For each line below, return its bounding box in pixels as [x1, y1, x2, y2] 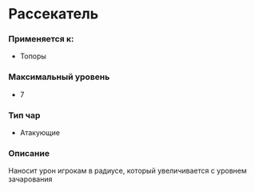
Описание [8, 148, 50, 158]
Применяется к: [8, 34, 74, 45]
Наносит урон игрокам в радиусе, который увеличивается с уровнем [8, 166, 248, 176]
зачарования [8, 174, 53, 184]
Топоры [19, 51, 46, 61]
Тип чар [8, 110, 41, 121]
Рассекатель [8, 5, 98, 23]
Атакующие [19, 128, 60, 138]
